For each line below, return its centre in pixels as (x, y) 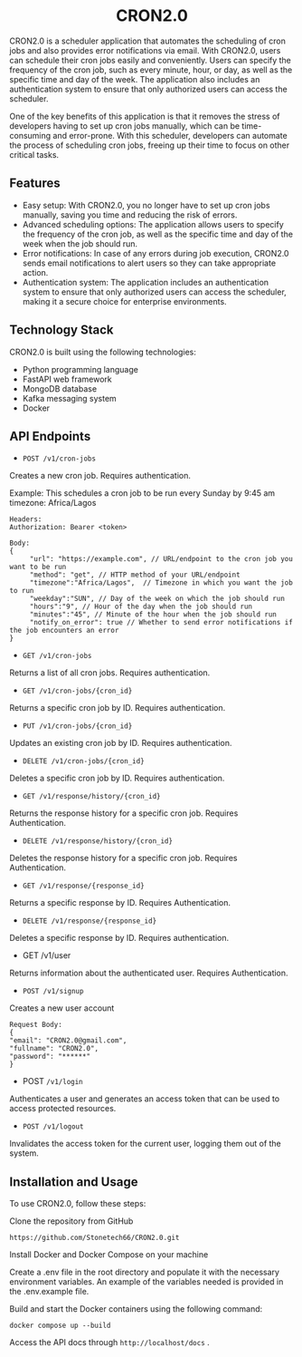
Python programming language (80, 369)
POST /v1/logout (53, 1127)
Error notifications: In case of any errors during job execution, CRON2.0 (156, 253)
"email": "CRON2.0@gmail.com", (68, 1041)
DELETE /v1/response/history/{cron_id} (98, 841)
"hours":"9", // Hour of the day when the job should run (141, 607)
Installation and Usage (74, 1182)
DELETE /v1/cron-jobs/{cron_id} (83, 761)
